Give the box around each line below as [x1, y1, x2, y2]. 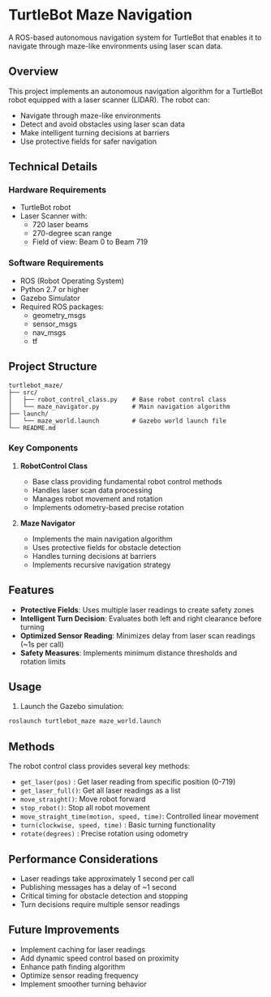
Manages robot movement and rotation [32, 493, 163, 504]
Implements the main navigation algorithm [32, 534, 173, 544]
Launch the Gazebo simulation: [19, 702, 124, 711]
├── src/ [8, 388, 38, 397]
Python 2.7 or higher [19, 284, 89, 294]
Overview [8, 65, 59, 79]
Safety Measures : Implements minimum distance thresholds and [19, 647, 238, 658]
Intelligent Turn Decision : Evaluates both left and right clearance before [19, 613, 262, 623]
